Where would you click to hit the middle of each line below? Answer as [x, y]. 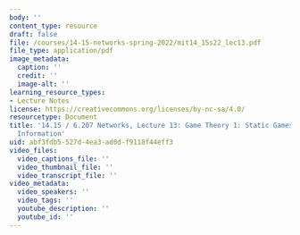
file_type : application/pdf [62, 51]
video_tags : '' [46, 201]
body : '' [25, 17]
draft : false [33, 34]
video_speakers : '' [54, 192]
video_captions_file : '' [63, 159]
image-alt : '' [43, 84]
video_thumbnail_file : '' [66, 167]
